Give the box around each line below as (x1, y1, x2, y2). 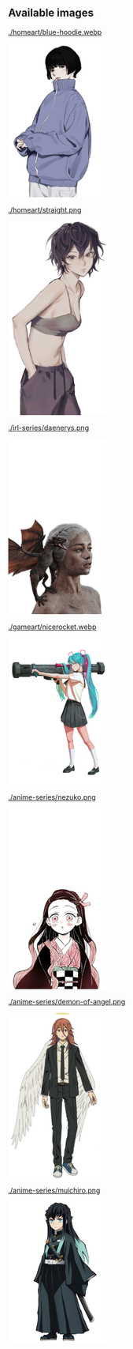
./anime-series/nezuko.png (8, 793, 96, 802)
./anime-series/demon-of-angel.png (8, 997, 126, 1007)
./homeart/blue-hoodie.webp (8, 27, 102, 36)
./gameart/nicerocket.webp (8, 622, 97, 631)
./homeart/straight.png (8, 205, 82, 215)
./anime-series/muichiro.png (8, 1185, 101, 1195)
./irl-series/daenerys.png (8, 423, 89, 433)
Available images (8, 6, 94, 20)
